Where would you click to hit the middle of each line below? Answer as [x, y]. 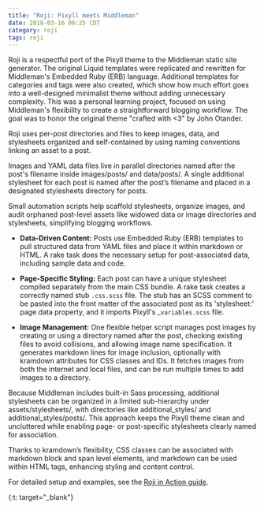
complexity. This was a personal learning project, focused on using [117, 102]
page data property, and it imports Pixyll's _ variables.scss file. [122, 312]
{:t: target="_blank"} [41, 497]
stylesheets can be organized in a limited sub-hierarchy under [109, 401]
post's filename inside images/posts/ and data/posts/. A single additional [126, 174]
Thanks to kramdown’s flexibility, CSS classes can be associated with [121, 450]
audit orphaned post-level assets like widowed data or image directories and [132, 214]
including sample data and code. [73, 263]
